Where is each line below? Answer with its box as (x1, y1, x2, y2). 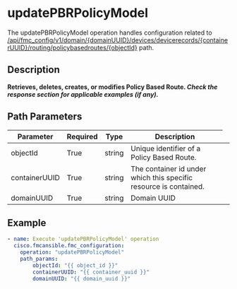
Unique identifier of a (130, 143, 201, 153)
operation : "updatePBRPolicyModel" (20, 249, 125, 256)
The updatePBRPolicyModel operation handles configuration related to (7, 28, 213, 37)
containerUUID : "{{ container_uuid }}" (32, 269, 150, 276)
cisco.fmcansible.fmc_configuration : (13, 242, 125, 249)
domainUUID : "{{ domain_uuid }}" (32, 275, 131, 282)
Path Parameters (7, 111, 83, 123)
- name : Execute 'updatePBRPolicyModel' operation (7, 235, 159, 243)
